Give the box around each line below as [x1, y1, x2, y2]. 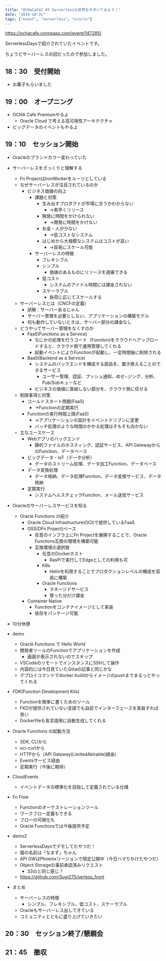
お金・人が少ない [42, 225, 77, 231]
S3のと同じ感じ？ [27, 868, 64, 874]
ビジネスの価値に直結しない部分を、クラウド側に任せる [34, 385, 148, 392]
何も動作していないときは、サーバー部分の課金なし [27, 319, 132, 325]
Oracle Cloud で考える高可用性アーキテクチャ [19, 118, 113, 124]
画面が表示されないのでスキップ [27, 653, 93, 659]
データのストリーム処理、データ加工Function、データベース [34, 460, 157, 467]
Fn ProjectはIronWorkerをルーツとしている [19, 175, 107, 181]
